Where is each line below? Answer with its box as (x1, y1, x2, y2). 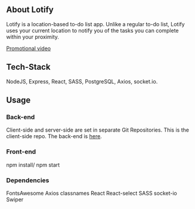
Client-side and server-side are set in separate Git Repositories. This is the (6, 126, 190, 133)
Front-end (6, 148, 36, 156)
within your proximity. (6, 33, 60, 40)
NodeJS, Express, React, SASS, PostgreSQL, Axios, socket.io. (6, 77, 158, 85)
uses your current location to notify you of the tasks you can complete (6, 27, 179, 34)
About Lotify (6, 5, 54, 15)
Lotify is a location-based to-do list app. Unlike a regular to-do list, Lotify (6, 20, 185, 27)
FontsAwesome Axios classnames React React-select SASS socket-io (6, 189, 177, 196)
